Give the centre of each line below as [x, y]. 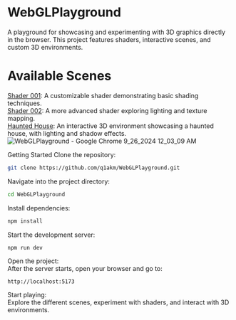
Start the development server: [51, 235]
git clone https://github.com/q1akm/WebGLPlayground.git [94, 168]
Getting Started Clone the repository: [62, 154]
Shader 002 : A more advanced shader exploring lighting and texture [107, 110]
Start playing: [27, 295]
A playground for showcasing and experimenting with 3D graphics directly [117, 32]
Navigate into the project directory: [59, 181]
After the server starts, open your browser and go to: [85, 269]
